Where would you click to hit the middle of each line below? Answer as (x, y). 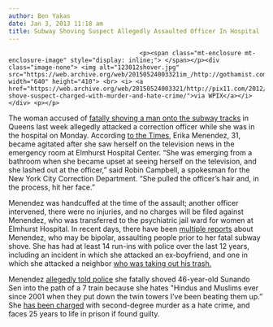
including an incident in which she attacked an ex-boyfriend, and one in (128, 255)
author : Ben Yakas (39, 16)
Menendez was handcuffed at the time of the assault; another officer (123, 203)
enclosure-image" (38, 61)
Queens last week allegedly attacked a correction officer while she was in (132, 127)
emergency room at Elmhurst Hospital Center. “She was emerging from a (130, 153)
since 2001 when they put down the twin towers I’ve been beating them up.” (136, 297)
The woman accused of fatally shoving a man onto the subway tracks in (129, 118)
